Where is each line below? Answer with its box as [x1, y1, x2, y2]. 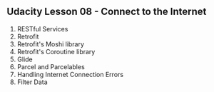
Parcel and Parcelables [16, 62, 85, 71]
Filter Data [16, 78, 48, 86]
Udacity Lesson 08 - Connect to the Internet [6, 6, 207, 18]
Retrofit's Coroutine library [16, 47, 96, 56]
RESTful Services [16, 24, 68, 33]
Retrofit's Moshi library [16, 39, 85, 48]
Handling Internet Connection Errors [16, 70, 124, 78]
